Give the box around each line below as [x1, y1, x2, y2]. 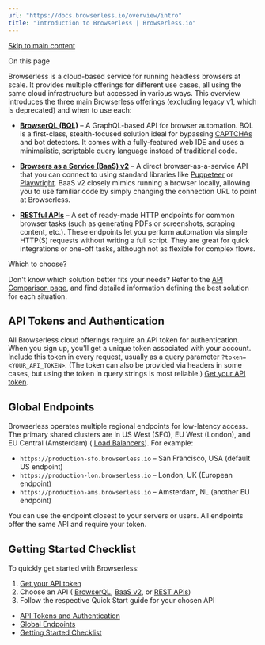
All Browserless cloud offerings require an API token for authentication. [8, 335, 240, 345]
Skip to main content [8, 40, 76, 50]
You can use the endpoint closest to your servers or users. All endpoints [8, 511, 244, 521]
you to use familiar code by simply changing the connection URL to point [19, 186, 257, 196]
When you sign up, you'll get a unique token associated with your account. [8, 344, 252, 353]
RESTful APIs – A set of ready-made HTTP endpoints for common [19, 210, 235, 219]
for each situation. [8, 291, 67, 301]
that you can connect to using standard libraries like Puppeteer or [19, 170, 234, 179]
